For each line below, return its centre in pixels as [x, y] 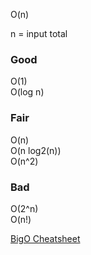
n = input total [39, 33]
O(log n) [27, 92]
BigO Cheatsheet [45, 238]
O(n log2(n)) [36, 150]
